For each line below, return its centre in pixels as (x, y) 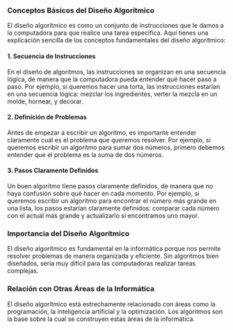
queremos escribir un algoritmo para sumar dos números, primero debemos (116, 147)
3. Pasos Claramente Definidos (53, 171)
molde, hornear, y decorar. (45, 101)
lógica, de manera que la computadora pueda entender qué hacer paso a (112, 79)
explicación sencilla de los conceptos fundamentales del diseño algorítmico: (116, 40)
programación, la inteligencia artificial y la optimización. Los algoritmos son (115, 311)
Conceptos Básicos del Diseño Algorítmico (81, 10)
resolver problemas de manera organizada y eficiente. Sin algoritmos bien (113, 256)
